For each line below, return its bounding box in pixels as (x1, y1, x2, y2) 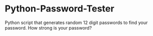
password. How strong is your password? (5, 24, 92, 30)
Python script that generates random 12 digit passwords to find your (5, 19, 148, 25)
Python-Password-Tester (5, 3, 115, 14)
